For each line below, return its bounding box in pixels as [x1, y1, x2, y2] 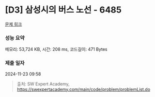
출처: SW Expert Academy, [16, 81, 70, 87]
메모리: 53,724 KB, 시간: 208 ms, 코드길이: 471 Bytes [5, 46, 108, 52]
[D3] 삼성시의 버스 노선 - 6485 [5, 4, 122, 15]
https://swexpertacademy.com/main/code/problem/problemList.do [16, 86, 151, 92]
